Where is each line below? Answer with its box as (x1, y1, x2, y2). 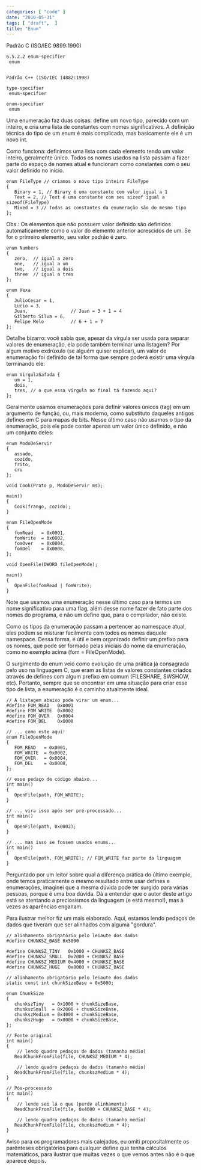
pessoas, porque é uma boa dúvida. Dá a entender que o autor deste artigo (6, 890, 193, 898)
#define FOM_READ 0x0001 (6, 703, 74, 709)
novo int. (6, 136, 28, 143)
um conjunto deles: (6, 429, 54, 436)
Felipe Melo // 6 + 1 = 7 (14, 319, 103, 325)
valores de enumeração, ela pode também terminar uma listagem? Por (6, 341, 180, 348)
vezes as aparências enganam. (6, 903, 83, 910)
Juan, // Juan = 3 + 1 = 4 (14, 308, 122, 315)
